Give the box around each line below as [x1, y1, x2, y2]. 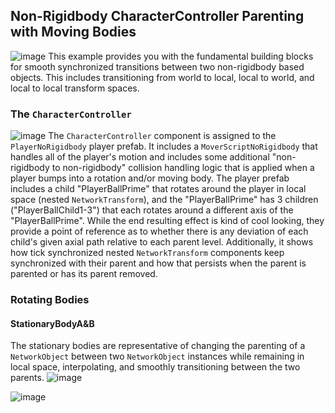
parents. [10, 372, 45, 384]
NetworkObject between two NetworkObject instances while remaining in [10, 350, 305, 363]
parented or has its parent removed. [10, 268, 158, 280]
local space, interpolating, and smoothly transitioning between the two [10, 361, 301, 373]
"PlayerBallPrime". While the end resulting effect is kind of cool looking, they [10, 215, 325, 227]
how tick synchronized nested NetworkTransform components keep [10, 247, 285, 259]
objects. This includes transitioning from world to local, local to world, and [10, 71, 315, 83]
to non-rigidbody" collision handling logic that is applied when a [51, 162, 315, 174]
